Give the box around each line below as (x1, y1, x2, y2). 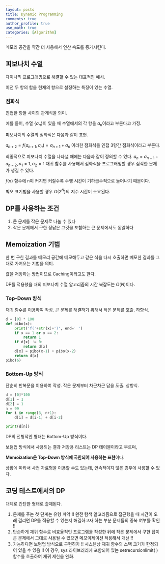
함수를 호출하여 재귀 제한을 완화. (12, 553, 75, 559)
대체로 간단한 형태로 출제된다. (5, 501, 62, 506)
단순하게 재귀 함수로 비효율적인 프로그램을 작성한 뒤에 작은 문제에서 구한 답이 (12, 529, 160, 534)
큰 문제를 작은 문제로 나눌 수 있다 (12, 218, 76, 224)
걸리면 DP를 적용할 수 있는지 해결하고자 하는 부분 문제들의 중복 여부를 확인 (18, 517, 160, 523)
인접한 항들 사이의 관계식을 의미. (5, 110, 68, 116)
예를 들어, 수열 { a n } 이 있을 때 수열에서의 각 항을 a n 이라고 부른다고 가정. (5, 120, 142, 127)
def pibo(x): (5, 321, 32, 326)
